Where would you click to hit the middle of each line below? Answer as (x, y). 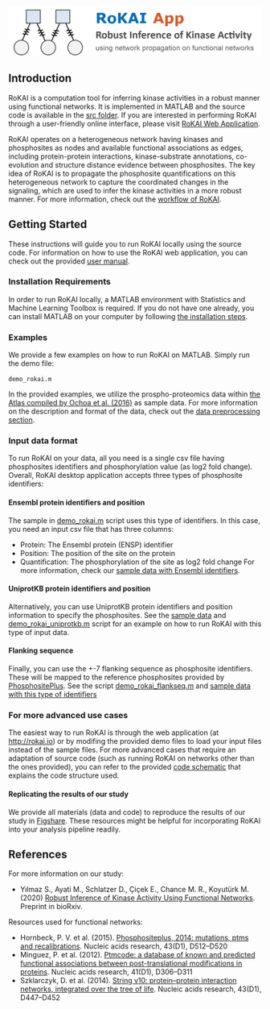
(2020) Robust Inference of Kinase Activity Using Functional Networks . (137, 898)
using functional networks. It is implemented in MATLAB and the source (127, 106)
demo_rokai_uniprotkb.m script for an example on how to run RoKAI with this (135, 624)
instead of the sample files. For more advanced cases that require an (122, 750)
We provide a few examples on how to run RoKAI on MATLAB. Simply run (129, 355)
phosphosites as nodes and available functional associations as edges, (126, 147)
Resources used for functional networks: (76, 922)
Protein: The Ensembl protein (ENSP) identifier (96, 544)
